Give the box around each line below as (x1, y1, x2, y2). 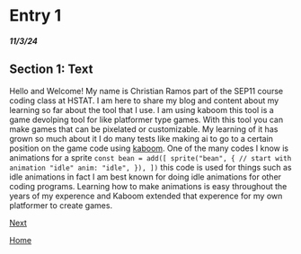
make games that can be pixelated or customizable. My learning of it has (9, 123, 279, 135)
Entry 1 (9, 5, 62, 26)
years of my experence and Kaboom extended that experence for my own (9, 190, 283, 201)
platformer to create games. (9, 199, 113, 211)
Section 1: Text (9, 62, 93, 77)
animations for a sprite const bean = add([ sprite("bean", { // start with (9, 152, 292, 162)
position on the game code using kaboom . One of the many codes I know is (9, 143, 289, 153)
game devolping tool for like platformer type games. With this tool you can (9, 114, 284, 125)
